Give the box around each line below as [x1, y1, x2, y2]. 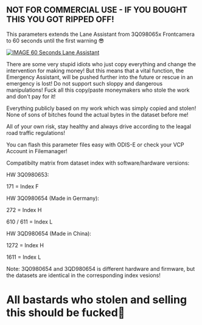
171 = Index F [6, 182, 39, 190]
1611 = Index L [6, 253, 41, 261]
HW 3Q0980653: [6, 171, 50, 178]
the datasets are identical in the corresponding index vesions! [6, 272, 161, 279]
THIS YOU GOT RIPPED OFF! [6, 15, 114, 25]
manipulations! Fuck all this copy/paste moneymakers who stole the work [6, 86, 190, 94]
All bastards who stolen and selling [6, 293, 187, 306]
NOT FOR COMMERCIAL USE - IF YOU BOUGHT [6, 5, 187, 15]
